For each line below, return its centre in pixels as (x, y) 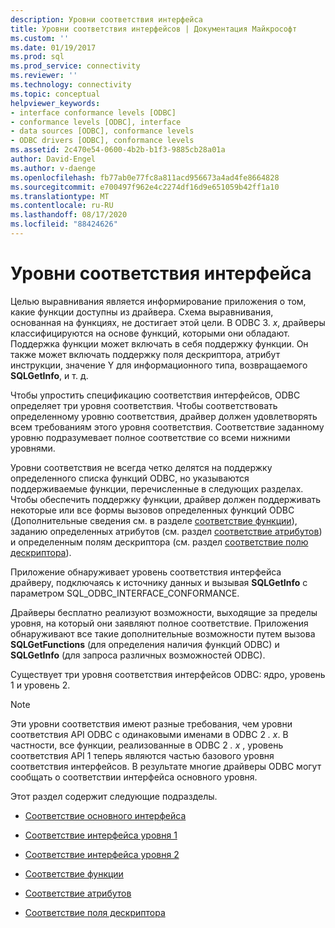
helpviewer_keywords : (55, 103)
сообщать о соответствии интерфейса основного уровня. (134, 777)
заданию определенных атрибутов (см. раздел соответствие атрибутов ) (166, 531)
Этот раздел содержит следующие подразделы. (114, 796)
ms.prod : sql (37, 57)
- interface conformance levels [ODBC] (93, 112)
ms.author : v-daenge (53, 168)
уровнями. (33, 448)
